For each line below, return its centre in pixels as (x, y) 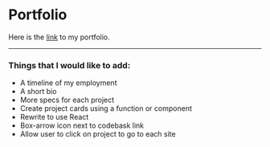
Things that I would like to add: (70, 65)
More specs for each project (67, 100)
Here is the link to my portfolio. (59, 37)
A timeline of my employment (68, 83)
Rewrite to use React (54, 117)
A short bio (38, 92)
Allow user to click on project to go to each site (98, 134)
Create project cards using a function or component (106, 108)
